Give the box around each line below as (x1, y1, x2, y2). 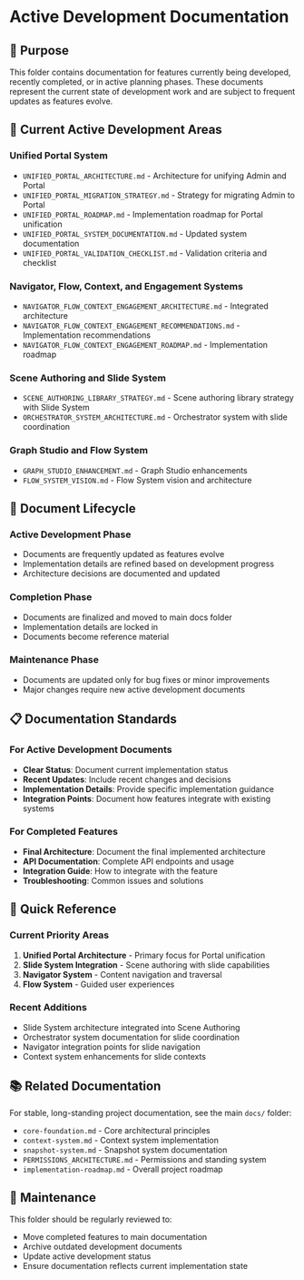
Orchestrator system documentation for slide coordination (22, 1031, 240, 1042)
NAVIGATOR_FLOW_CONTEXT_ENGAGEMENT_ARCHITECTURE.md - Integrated (22, 300, 270, 311)
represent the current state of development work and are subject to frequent (9, 86, 296, 97)
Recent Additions (9, 1001, 88, 1014)
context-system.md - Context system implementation (22, 1134, 220, 1145)
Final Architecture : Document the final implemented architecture (22, 846, 266, 857)
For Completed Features (9, 826, 118, 838)
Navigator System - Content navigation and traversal (22, 969, 222, 980)
